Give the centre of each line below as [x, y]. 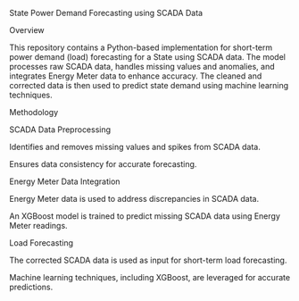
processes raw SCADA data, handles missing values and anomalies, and [142, 67]
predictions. [31, 287]
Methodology [34, 112]
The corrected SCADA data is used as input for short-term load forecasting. [148, 260]
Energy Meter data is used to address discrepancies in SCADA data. [134, 199]
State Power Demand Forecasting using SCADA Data [106, 13]
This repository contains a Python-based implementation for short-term [141, 47]
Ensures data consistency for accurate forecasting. [103, 164]
